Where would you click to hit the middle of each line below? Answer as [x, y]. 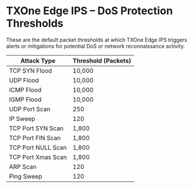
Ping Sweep [26, 176]
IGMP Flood [25, 99]
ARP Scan [23, 167]
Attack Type [38, 60]
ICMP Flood [25, 90]
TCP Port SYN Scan [36, 128]
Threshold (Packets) [102, 60]
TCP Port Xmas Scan [38, 157]
